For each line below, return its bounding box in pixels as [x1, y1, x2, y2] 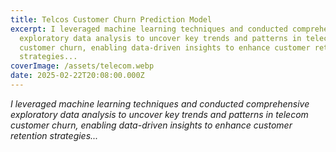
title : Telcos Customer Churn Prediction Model [10, 14, 213, 25]
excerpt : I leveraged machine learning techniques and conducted [10, 24, 288, 34]
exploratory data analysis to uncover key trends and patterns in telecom [10, 108, 309, 120]
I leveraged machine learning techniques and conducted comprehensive [10, 97, 310, 110]
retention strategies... [10, 129, 99, 141]
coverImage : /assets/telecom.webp [10, 61, 155, 71]
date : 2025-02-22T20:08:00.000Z [10, 71, 145, 81]
